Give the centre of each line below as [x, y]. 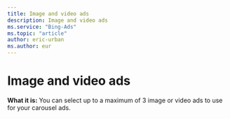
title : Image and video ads [48, 14]
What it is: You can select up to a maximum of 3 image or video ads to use [115, 100]
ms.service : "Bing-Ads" [42, 27]
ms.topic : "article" [38, 33]
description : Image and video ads [58, 20]
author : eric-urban [36, 40]
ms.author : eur [29, 46]
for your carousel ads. [39, 107]
